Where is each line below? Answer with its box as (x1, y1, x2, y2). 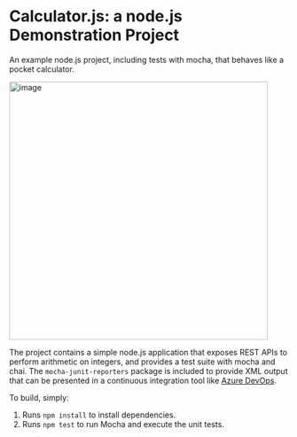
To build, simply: (9, 392, 69, 402)
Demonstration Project (9, 25, 180, 45)
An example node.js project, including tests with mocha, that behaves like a (9, 54, 285, 65)
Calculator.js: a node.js (9, 6, 184, 27)
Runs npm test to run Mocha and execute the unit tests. (21, 418, 224, 429)
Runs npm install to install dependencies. (21, 410, 176, 420)
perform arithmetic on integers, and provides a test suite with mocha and (9, 356, 276, 367)
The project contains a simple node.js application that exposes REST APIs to (9, 347, 288, 357)
